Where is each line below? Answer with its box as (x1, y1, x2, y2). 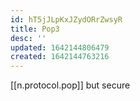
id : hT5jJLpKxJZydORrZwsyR (10, 14, 123, 25)
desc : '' (10, 33, 47, 43)
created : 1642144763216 (10, 52, 110, 62)
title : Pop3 (10, 24, 60, 34)
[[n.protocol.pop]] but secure (10, 79, 131, 91)
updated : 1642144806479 (10, 42, 110, 53)
